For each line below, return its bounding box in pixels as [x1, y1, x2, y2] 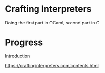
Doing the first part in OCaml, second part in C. [5, 20, 101, 25]
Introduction [5, 53, 30, 59]
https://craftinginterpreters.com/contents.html [5, 62, 99, 68]
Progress [5, 37, 43, 48]
